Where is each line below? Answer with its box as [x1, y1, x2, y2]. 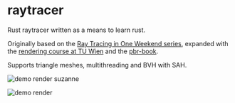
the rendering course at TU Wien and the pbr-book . [7, 47, 159, 55]
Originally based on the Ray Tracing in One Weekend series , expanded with [7, 39, 229, 48]
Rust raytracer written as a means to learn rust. [7, 26, 146, 34]
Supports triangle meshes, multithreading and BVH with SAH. [7, 60, 187, 69]
